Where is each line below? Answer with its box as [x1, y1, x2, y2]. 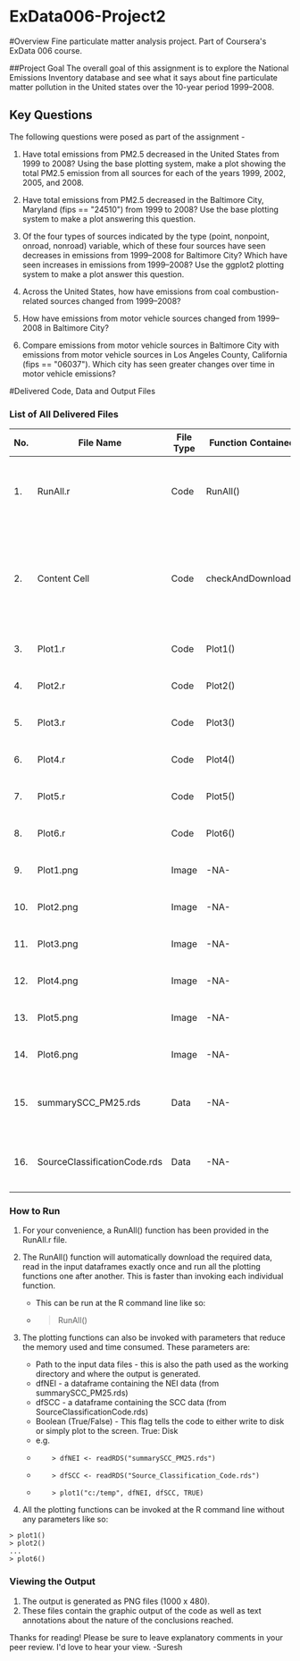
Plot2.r [37, 679, 65, 692]
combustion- [231, 286, 279, 297]
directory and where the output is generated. [35, 1369, 201, 1379]
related [21, 295, 49, 306]
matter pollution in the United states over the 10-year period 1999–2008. [9, 81, 275, 92]
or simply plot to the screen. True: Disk [35, 1426, 179, 1437]
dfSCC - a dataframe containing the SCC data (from [35, 1397, 227, 1408]
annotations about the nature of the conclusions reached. [21, 1615, 234, 1625]
